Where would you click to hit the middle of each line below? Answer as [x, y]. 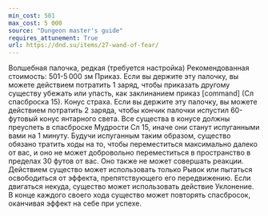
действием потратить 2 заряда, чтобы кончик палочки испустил [119, 110]
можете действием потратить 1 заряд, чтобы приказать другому [119, 85]
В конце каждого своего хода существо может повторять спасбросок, [129, 195]
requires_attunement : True [53, 38]
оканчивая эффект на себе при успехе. [75, 203]
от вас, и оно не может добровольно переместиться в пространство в [130, 153]
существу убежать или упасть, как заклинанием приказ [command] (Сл [131, 93]
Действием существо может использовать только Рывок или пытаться [130, 170]
